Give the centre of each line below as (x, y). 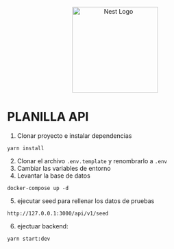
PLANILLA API (48, 117)
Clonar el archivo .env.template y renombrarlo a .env (92, 161)
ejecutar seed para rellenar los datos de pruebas (86, 201)
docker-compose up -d (38, 188)
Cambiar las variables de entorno (64, 168)
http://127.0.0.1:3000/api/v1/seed (58, 213)
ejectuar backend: (42, 226)
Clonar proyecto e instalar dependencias (74, 135)
